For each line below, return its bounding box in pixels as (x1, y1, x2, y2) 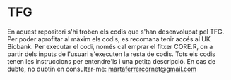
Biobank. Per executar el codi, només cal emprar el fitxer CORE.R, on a (7, 42, 213, 51)
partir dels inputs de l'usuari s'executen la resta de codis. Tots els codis (7, 50, 215, 58)
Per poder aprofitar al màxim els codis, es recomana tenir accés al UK (7, 34, 211, 43)
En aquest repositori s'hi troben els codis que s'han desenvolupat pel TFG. (7, 27, 225, 36)
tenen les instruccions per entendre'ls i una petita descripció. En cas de (7, 57, 216, 65)
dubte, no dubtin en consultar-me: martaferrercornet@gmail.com (7, 65, 196, 73)
